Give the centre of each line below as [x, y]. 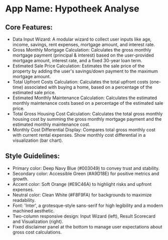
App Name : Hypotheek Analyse [72, 9]
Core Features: [29, 27]
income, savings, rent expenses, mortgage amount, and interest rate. [84, 45]
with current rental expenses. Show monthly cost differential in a [79, 135]
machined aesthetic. [33, 210]
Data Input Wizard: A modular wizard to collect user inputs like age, [82, 39]
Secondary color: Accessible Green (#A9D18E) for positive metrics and [86, 173]
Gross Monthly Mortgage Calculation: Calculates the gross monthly [82, 50]
